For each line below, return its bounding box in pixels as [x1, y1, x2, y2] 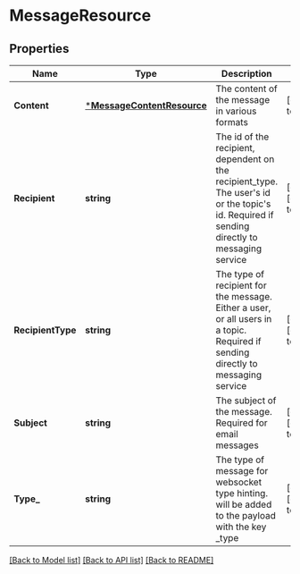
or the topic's [215, 198, 271, 210]
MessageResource [9, 5, 152, 26]
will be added [215, 498, 272, 511]
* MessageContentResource [84, 99, 207, 112]
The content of [215, 82, 279, 95]
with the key [215, 520, 267, 533]
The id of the [215, 131, 270, 143]
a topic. [215, 324, 247, 336]
